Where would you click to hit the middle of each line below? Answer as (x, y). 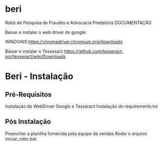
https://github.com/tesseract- (94, 51)
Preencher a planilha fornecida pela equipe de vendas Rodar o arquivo (76, 133)
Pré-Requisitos (28, 94)
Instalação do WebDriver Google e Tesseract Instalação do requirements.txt (81, 106)
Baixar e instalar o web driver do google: (46, 32)
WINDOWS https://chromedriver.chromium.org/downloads (64, 42)
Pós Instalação (28, 122)
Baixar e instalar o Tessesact (34, 51)
